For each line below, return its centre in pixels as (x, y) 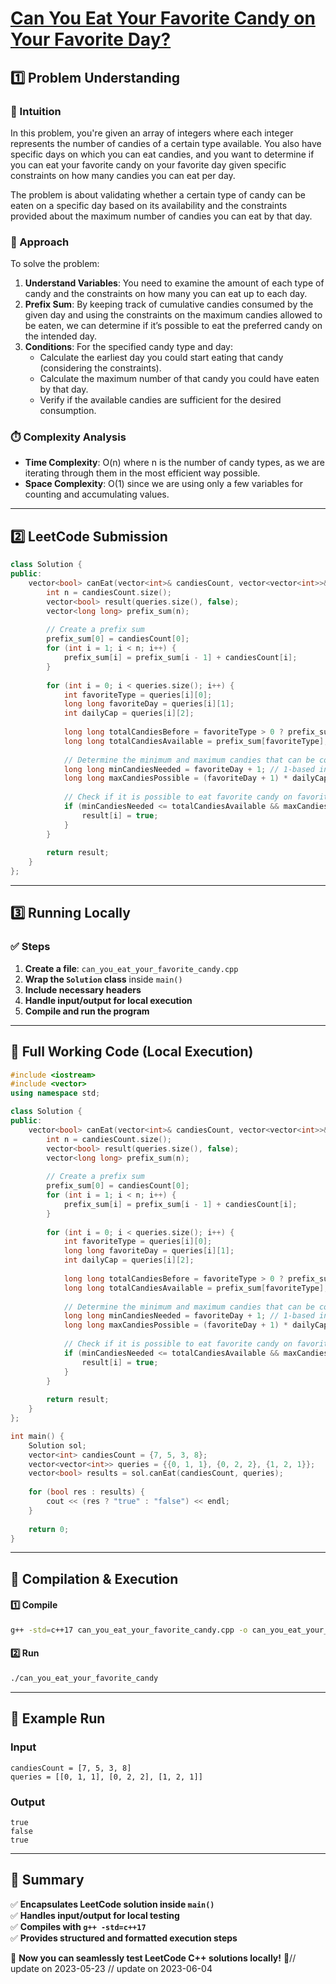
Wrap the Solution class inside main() (103, 979)
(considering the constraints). (100, 368)
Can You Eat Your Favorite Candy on (163, 18)
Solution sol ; (57, 1445)
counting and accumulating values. (97, 494)
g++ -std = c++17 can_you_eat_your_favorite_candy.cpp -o (129, 1630)
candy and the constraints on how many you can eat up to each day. (166, 294)
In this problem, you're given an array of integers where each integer (152, 133)
